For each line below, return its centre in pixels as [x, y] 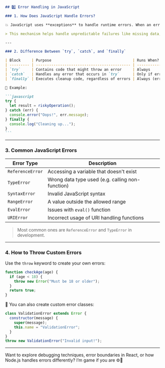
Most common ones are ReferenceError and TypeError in [74, 230]
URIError [18, 217]
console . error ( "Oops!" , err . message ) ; [49, 115]
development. [31, 235]
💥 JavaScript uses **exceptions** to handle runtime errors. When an [78, 25]
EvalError [19, 210]
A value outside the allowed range [87, 201]
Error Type [25, 163]
